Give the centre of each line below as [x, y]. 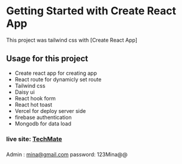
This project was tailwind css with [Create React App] [72, 40]
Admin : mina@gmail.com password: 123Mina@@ [67, 154]
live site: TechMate [34, 139]
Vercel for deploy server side [50, 111]
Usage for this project [47, 59]
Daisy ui [25, 92]
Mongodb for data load [43, 124]
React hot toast [33, 105]
